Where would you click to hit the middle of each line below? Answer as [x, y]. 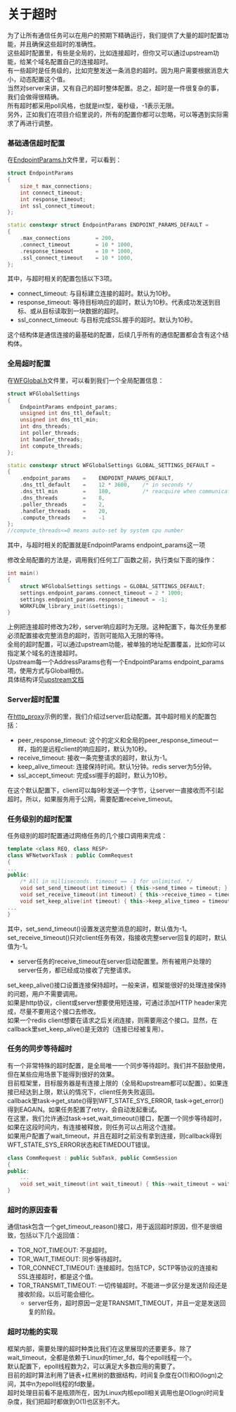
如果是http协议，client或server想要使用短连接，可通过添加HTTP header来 [114, 1003]
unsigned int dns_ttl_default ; [66, 413]
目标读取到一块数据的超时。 [82, 311]
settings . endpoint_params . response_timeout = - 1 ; [94, 599]
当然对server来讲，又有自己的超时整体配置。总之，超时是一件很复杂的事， [115, 88]
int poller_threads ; [50, 433]
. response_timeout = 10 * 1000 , [77, 251]
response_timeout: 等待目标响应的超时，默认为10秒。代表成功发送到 [116, 303]
